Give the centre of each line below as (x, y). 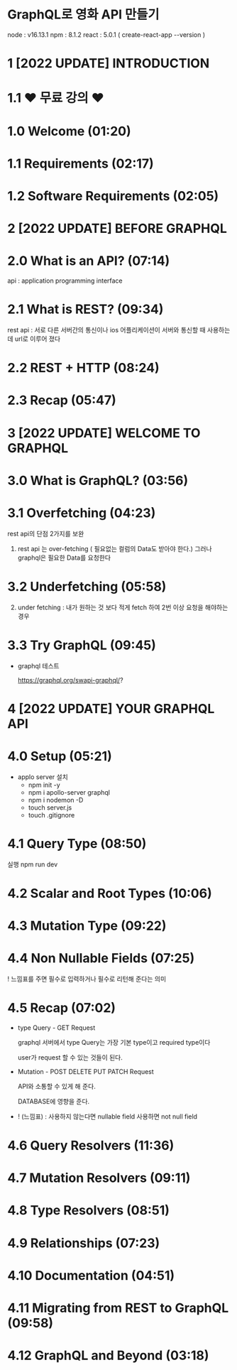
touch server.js (50, 808)
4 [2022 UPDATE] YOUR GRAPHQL (111, 708)
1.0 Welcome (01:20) (69, 131)
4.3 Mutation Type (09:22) (87, 926)
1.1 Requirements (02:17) (81, 163)
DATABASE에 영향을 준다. (54, 1101)
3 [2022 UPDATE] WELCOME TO (104, 433)
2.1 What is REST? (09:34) (86, 309)
